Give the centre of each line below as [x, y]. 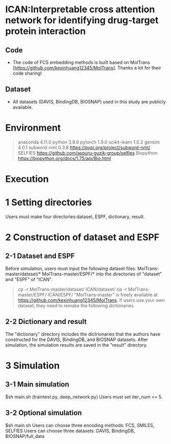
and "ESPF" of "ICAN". [29, 279]
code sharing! [27, 73]
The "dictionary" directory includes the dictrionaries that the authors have [83, 334]
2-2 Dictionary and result [46, 322]
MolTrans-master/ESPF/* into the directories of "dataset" [102, 274]
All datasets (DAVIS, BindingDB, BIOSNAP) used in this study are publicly [89, 101]
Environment [33, 128]
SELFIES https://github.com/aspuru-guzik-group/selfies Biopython [88, 153]
